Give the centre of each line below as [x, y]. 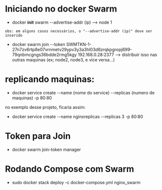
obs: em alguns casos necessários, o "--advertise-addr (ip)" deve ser [79, 31]
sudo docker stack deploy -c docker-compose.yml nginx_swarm [76, 182]
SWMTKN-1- [79, 44]
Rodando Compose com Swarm [70, 169]
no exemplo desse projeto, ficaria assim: [45, 107]
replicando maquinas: [50, 80]
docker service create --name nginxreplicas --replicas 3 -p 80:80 [78, 117]
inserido [14, 35]
